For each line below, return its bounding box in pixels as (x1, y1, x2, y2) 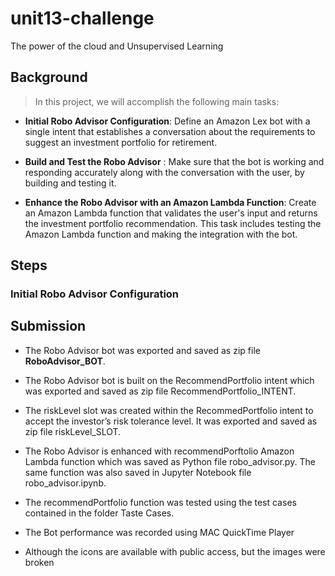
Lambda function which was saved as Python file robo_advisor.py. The (24, 455, 316, 467)
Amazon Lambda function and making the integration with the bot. (24, 228, 298, 240)
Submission (10, 318, 87, 335)
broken (24, 556, 55, 568)
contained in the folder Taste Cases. (24, 507, 175, 519)
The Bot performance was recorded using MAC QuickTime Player (24, 526, 295, 538)
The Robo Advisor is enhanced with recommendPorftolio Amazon (24, 445, 295, 457)
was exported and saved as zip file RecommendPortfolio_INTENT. (24, 385, 297, 397)
